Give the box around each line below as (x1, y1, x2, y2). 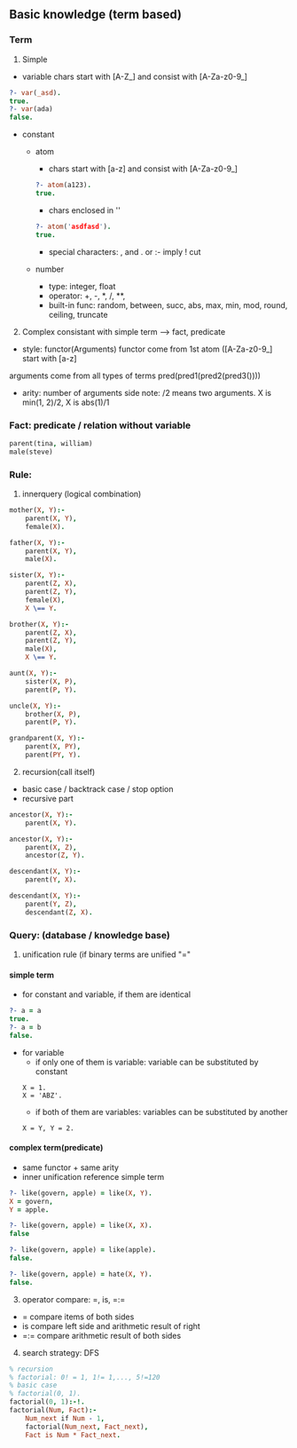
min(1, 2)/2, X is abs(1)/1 (21, 397, 110, 407)
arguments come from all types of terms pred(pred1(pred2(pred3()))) (9, 370, 262, 381)
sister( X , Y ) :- (9, 571, 66, 580)
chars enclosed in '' (48, 204, 121, 216)
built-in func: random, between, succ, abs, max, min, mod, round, (48, 299, 288, 310)
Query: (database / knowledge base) (9, 929, 170, 941)
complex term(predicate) (9, 1143, 104, 1153)
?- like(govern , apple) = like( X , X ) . (9, 1221, 152, 1230)
